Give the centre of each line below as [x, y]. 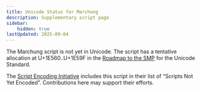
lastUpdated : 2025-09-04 [37, 34]
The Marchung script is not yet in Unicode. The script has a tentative [91, 51]
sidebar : [17, 23]
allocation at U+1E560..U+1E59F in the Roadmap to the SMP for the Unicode [101, 58]
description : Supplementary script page [58, 18]
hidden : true [33, 29]
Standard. [18, 65]
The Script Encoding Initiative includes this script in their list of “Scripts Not [100, 76]
